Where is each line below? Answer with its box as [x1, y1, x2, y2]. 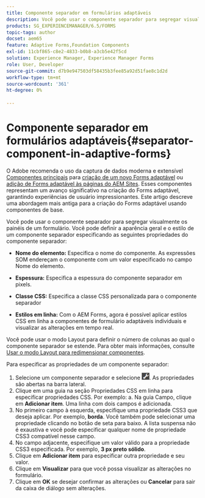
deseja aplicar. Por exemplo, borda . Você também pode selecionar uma [15, 413, 195, 420]
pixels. [15, 280, 32, 288]
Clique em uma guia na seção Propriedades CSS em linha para [15, 387, 173, 394]
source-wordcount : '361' [6, 81, 70, 87]
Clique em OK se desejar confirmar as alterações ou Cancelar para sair [15, 478, 195, 485]
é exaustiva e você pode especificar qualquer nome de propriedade [15, 426, 186, 433]
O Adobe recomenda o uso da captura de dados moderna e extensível [6, 167, 183, 174]
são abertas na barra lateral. [15, 380, 87, 388]
